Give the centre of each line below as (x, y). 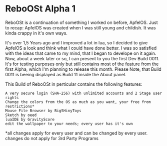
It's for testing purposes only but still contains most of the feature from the (82, 64)
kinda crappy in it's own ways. (36, 33)
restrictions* (20, 106)
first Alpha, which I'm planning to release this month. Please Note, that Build (83, 69)
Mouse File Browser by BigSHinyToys (43, 111)
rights (12, 98)
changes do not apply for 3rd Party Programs (52, 138)
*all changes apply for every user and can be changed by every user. (76, 133)
